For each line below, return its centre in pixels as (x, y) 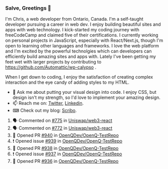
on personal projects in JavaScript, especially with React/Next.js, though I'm (84, 40)
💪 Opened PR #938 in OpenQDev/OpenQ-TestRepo (65, 148)
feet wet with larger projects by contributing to (53, 62)
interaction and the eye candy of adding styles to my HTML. (67, 82)
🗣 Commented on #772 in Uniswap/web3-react (62, 128)
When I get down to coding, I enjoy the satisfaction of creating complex (79, 77)
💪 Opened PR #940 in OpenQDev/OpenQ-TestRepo (66, 135)
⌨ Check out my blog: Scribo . (45, 110)
